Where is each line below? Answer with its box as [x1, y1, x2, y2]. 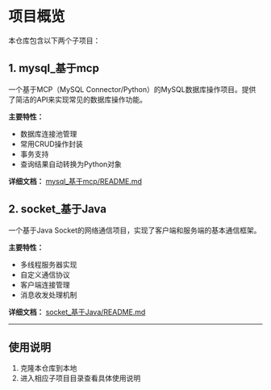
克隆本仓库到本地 [19, 363, 77, 373]
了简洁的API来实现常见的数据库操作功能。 [8, 94, 148, 104]
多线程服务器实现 [19, 259, 77, 269]
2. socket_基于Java [8, 203, 107, 216]
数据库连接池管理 [19, 128, 77, 138]
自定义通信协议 [19, 270, 70, 279]
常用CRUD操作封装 [19, 139, 83, 149]
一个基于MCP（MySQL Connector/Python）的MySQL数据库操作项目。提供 [8, 84, 256, 94]
